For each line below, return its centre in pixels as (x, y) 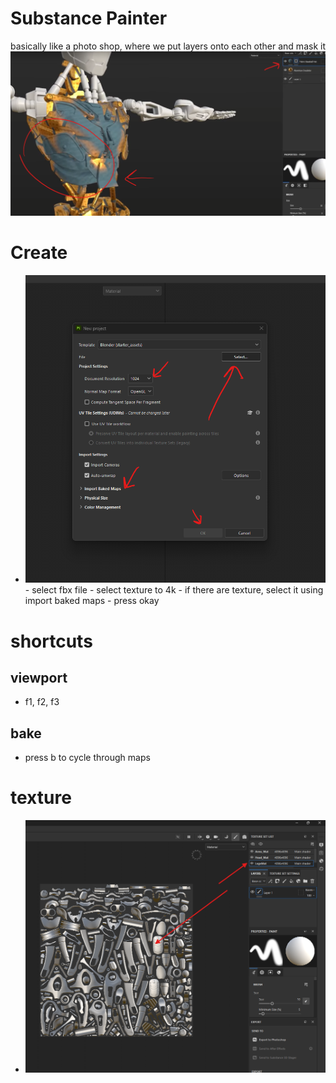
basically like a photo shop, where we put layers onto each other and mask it (168, 46)
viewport (39, 677)
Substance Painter (89, 18)
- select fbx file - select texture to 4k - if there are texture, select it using (174, 590)
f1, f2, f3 (42, 702)
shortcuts (51, 641)
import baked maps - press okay (92, 601)
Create (39, 253)
